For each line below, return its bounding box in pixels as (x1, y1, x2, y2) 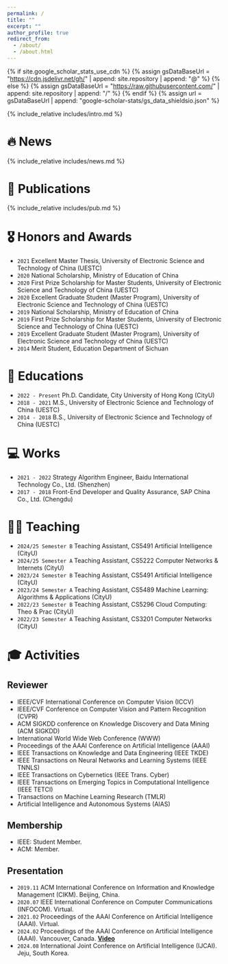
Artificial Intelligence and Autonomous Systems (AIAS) (16, 800, 171, 808)
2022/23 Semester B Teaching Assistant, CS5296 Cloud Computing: (16, 600, 207, 608)
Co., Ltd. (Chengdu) (16, 495, 73, 503)
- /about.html (13, 49, 53, 56)
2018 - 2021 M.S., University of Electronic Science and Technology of (16, 398, 214, 406)
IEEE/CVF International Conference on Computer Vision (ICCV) (16, 697, 194, 706)
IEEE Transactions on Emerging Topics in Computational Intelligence (16, 778, 210, 786)
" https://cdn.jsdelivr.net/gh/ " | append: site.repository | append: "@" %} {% (7, 74, 220, 82)
